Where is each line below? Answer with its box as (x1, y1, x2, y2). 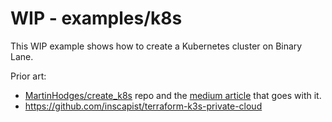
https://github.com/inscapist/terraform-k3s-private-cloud (24, 100, 263, 112)
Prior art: (10, 70, 47, 82)
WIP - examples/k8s (10, 7, 183, 30)
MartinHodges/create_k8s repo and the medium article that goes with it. (24, 89, 322, 101)
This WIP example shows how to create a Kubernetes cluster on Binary (10, 40, 303, 52)
